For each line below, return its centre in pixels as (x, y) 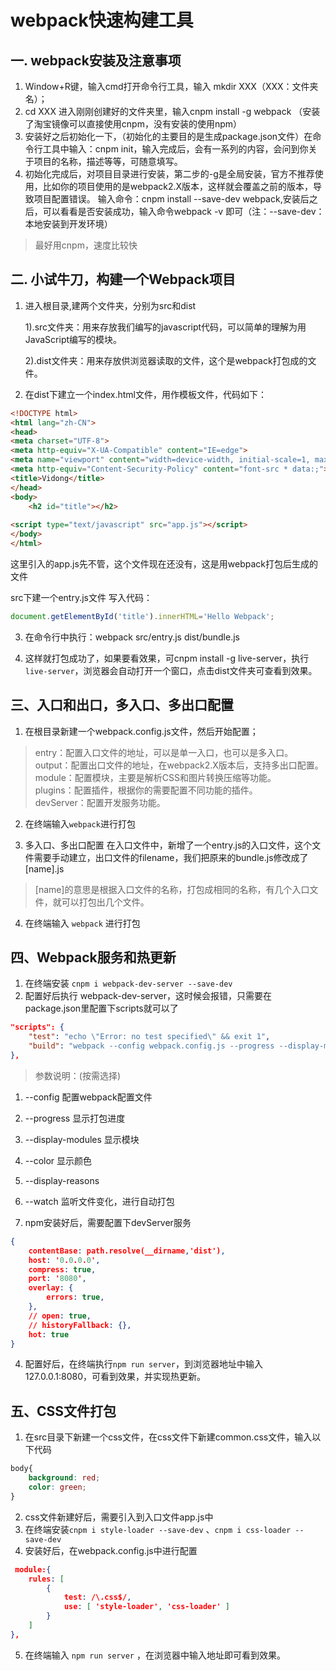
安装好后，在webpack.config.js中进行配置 (111, 1550)
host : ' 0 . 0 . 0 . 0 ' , (64, 1260)
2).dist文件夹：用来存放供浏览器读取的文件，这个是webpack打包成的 (166, 360)
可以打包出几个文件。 (105, 902)
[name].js (44, 868)
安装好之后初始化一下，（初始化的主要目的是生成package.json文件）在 (168, 136)
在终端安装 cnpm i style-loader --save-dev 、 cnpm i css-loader (158, 1529)
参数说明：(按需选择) (78, 1075)
